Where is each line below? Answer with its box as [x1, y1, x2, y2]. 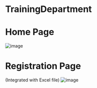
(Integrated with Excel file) [5, 77, 60, 83]
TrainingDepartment [5, 3, 92, 15]
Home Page [5, 26, 54, 38]
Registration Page [5, 60, 81, 72]
